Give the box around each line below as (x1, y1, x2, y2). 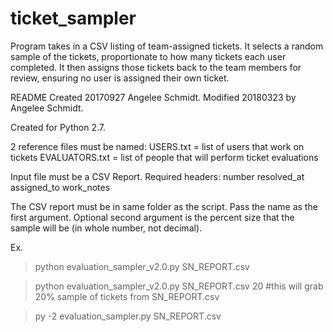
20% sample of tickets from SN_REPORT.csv (34, 290, 220, 302)
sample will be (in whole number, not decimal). (10, 222, 203, 234)
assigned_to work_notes (10, 181, 111, 193)
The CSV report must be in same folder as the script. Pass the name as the (10, 200, 318, 212)
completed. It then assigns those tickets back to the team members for (10, 61, 302, 73)
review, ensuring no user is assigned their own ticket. (10, 72, 230, 84)
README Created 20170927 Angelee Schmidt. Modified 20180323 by (10, 91, 297, 103)
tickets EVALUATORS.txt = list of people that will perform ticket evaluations (10, 151, 319, 163)
